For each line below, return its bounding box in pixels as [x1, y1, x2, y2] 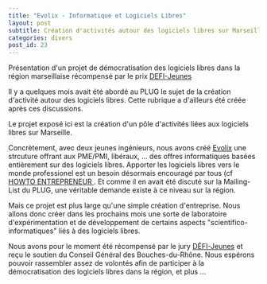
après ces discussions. [8, 104, 83, 114]
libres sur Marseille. [8, 128, 73, 138]
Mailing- [223, 177, 251, 187]
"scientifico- [207, 218, 248, 228]
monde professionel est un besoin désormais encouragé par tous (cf [8, 169, 233, 178]
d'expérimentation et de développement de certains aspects [8, 218, 206, 228]
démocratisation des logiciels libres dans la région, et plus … [8, 267, 207, 277]
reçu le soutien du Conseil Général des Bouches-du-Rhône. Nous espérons [8, 250, 255, 259]
